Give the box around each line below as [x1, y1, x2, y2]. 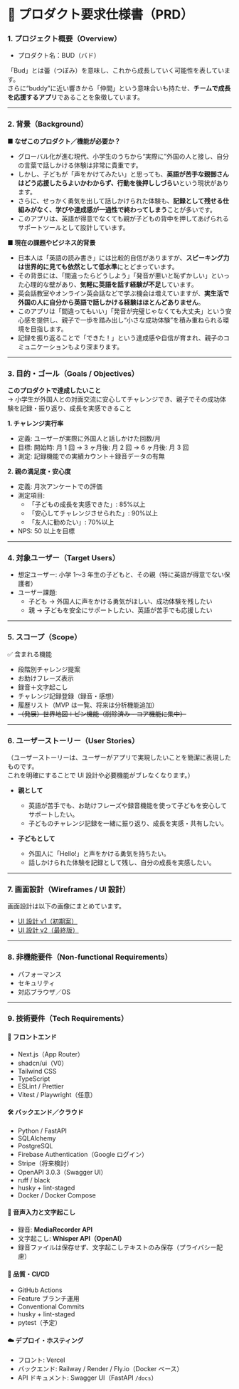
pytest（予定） [17, 1319, 62, 1327]
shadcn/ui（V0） [17, 1059, 68, 1067]
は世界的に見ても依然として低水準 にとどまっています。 [17, 262, 179, 271]
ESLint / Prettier [17, 1081, 64, 1090]
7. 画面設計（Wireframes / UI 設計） [7, 884, 130, 894]
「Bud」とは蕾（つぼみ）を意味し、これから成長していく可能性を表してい [7, 66, 225, 75]
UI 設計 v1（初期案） [17, 917, 78, 926]
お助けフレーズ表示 [17, 673, 75, 682]
